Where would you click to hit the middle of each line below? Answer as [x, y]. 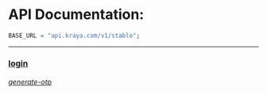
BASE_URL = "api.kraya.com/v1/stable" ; [74, 36]
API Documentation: [76, 15]
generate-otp [30, 82]
